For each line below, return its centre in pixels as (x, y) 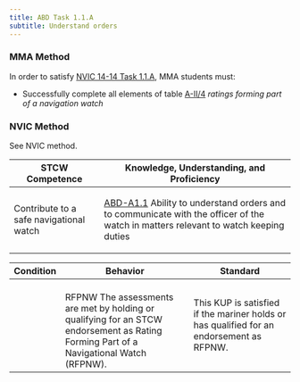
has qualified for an (234, 325)
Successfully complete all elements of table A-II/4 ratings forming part (152, 94)
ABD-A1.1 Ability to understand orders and (195, 203)
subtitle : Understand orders (63, 26)
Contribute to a (45, 209)
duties (117, 237)
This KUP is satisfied (237, 303)
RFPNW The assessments (120, 297)
